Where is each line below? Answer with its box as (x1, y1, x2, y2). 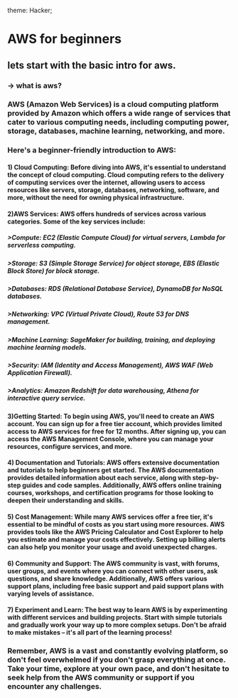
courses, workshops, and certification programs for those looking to (7, 489, 214, 497)
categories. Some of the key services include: (7, 217, 146, 226)
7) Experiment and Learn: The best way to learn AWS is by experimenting (7, 606, 228, 614)
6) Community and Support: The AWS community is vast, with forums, (7, 559, 220, 568)
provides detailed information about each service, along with (7, 473, 192, 482)
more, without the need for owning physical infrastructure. (7, 193, 185, 201)
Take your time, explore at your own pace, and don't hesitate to (7, 664, 229, 674)
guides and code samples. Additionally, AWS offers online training (22, 481, 222, 490)
